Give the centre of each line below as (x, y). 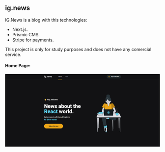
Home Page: (18, 66)
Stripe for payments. (33, 40)
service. (13, 54)
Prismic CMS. (26, 34)
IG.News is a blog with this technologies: (46, 20)
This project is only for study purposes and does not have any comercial (78, 49)
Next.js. (20, 29)
